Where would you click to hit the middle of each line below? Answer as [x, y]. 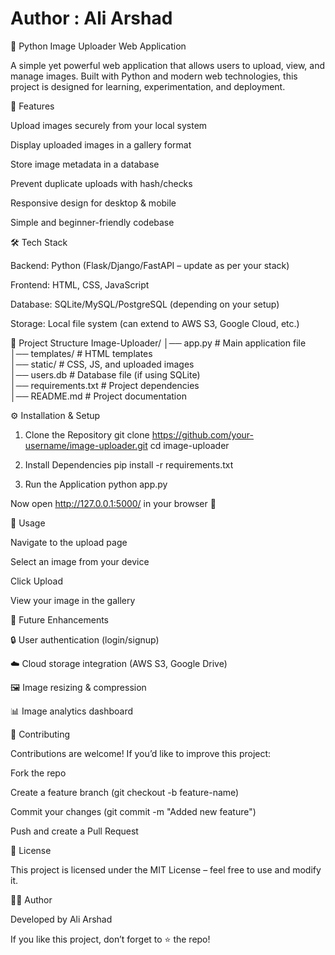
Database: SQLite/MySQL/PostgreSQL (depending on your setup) [145, 304]
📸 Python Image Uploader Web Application [98, 46]
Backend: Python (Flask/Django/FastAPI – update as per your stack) [150, 265]
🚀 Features [32, 106]
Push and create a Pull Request [74, 831]
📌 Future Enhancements [59, 619]
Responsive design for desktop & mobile [93, 203]
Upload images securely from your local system [109, 125]
